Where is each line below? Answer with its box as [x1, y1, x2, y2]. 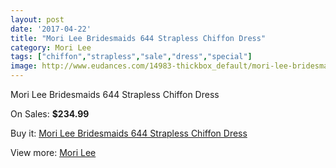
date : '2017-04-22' [10, 24, 92, 34]
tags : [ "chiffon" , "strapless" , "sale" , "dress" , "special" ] [10, 52, 253, 62]
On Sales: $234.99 [10, 108, 90, 120]
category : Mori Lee [10, 42, 92, 53]
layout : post [10, 14, 65, 25]
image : [10, 61, 38, 71]
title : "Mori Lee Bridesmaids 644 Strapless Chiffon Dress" [10, 33, 267, 43]
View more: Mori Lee [10, 147, 97, 158]
